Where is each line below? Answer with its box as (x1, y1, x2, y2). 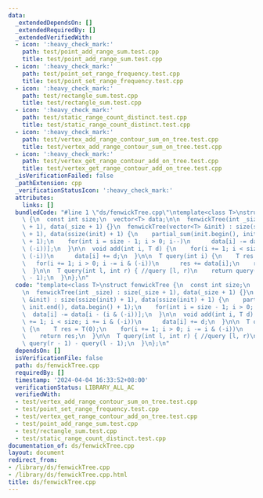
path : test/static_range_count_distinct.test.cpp (22, 114, 188, 122)
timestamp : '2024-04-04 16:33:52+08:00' (15, 376, 149, 384)
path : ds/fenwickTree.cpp (15, 362, 100, 369)
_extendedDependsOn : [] (15, 19, 92, 27)
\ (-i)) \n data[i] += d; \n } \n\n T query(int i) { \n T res (22, 252, 254, 260)
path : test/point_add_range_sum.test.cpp (22, 48, 159, 56)
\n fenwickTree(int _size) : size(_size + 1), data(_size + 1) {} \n (22, 289, 254, 296)
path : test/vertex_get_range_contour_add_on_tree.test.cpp (22, 158, 219, 165)
